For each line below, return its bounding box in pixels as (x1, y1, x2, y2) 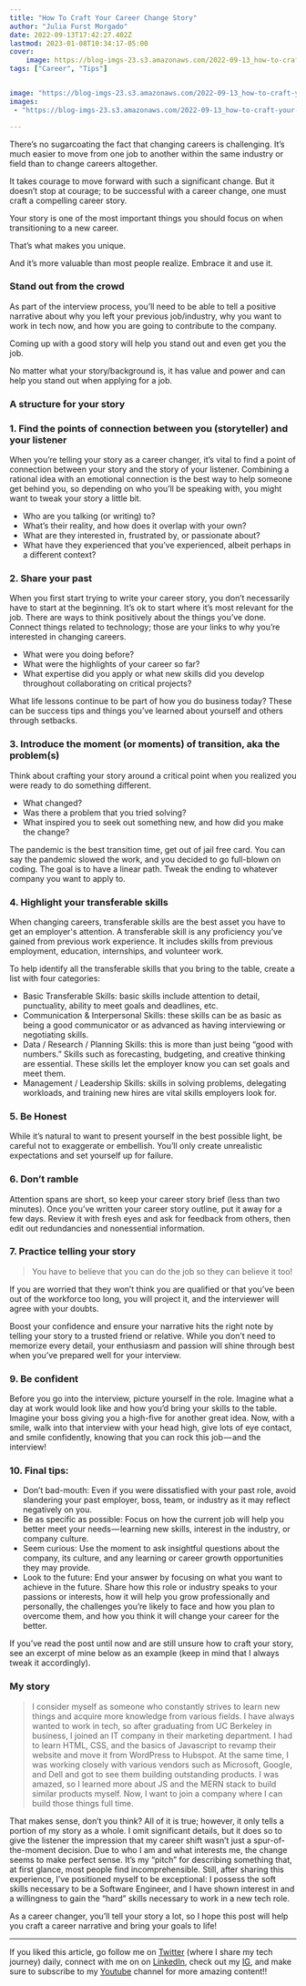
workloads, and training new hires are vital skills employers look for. (22, 1087, 278, 1098)
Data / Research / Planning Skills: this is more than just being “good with (22, 1039, 293, 1049)
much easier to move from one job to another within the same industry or (9, 148, 284, 159)
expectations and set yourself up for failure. (9, 1150, 174, 1162)
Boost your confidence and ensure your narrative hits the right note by (9, 1320, 274, 1331)
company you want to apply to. (9, 873, 126, 884)
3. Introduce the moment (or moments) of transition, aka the (9, 738, 280, 751)
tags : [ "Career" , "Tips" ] (9, 65, 107, 74)
